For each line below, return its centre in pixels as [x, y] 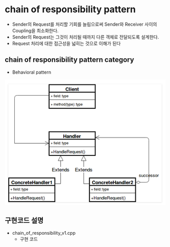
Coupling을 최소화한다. [35, 30]
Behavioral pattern [32, 72]
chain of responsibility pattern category [69, 60]
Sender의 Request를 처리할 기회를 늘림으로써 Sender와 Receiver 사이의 [84, 24]
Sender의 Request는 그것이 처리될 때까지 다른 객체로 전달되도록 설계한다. [86, 37]
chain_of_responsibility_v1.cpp [44, 233]
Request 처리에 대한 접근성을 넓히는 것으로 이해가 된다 [66, 43]
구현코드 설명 [24, 221]
